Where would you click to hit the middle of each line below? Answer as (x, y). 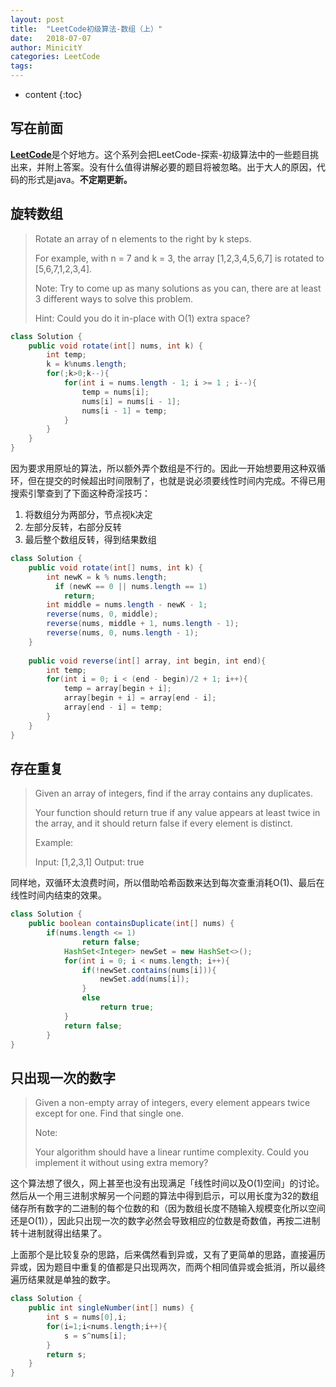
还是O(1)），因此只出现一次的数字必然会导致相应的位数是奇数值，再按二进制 (165, 1221)
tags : (21, 66)
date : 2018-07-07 (51, 38)
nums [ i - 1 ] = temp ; (124, 411)
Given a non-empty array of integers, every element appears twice (172, 1103)
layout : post (37, 19)
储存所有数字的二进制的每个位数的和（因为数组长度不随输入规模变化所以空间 (168, 1208)
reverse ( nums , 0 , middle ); (102, 614)
